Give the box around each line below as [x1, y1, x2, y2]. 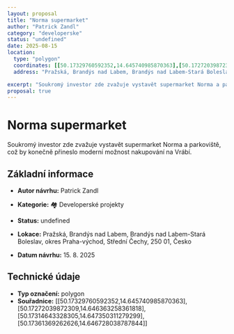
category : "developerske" [7, 29, 82, 37]
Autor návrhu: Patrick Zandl [17, 186, 99, 195]
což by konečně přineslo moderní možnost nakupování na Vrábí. [7, 148, 192, 157]
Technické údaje [7, 271, 81, 283]
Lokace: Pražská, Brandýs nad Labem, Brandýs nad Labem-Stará [17, 230, 206, 238]
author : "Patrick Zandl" [7, 23, 79, 30]
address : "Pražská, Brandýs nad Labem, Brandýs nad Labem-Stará [13, 68, 204, 75]
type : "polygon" [13, 56, 61, 63]
